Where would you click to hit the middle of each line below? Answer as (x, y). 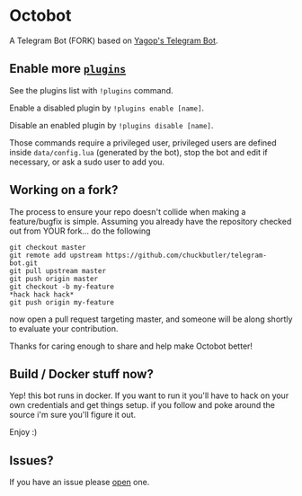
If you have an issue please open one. (80, 483)
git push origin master (54, 279)
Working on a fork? (64, 190)
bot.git (24, 263)
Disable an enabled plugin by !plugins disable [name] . (111, 125)
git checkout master (48, 247)
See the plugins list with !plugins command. (91, 90)
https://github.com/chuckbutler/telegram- (187, 255)
